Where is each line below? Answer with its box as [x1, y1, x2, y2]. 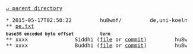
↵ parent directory [5, 5, 63, 11]
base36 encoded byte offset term [5, 31, 110, 37]
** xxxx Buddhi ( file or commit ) [5, 42, 147, 49]
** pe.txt [5, 23, 34, 29]
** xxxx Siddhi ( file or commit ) [5, 36, 147, 43]
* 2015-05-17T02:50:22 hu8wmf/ [5, 17, 122, 23]
